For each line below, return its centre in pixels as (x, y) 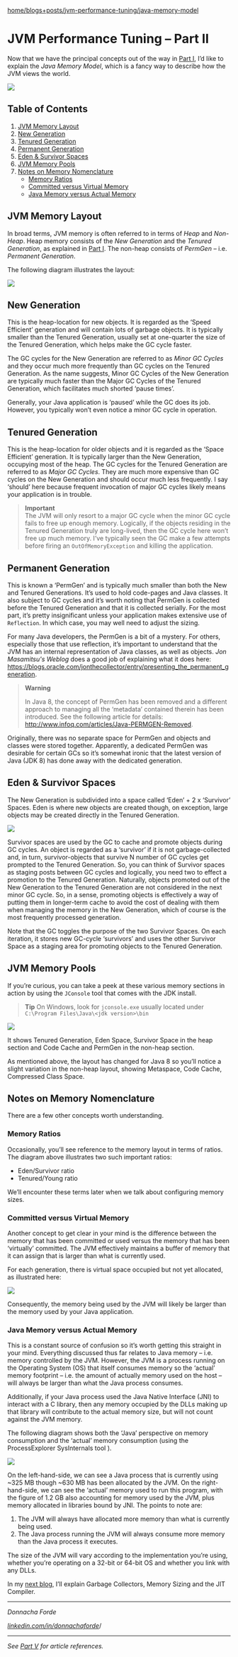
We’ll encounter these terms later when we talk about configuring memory (116, 1192)
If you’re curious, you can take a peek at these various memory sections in (116, 985)
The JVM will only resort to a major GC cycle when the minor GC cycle (127, 516)
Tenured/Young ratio (47, 1178)
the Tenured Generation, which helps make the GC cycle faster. (100, 345)
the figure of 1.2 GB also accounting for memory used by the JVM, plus (111, 1498)
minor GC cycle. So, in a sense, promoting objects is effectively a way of (113, 894)
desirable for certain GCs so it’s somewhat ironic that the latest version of (114, 753)
